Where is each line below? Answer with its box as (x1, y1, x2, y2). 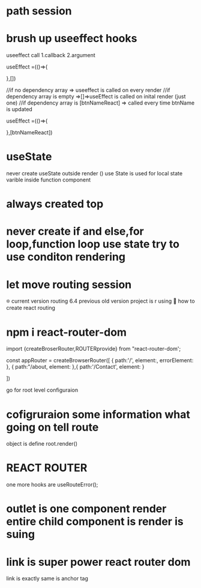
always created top (6, 197, 104, 211)
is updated (6, 106, 33, 113)
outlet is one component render (6, 502, 167, 516)
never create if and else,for (6, 225, 144, 238)
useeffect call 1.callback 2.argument (6, 52, 96, 59)
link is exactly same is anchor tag (6, 575, 89, 582)
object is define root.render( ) (6, 440, 78, 447)
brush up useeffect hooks (6, 32, 137, 46)
